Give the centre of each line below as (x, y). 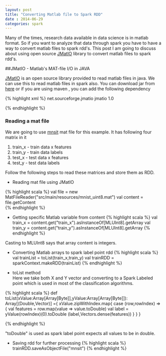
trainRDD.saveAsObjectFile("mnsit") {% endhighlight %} (69, 348)
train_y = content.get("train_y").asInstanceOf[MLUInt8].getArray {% (81, 228)
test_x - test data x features (40, 157)
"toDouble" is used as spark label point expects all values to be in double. (80, 333)
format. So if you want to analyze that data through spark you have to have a (83, 43)
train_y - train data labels (37, 152)
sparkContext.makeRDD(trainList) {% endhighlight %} (67, 263)
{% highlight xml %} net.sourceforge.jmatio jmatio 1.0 (59, 99)
